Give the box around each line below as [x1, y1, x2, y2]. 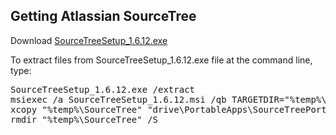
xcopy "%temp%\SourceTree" [10, 104, 143, 115]
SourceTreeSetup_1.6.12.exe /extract [10, 84, 196, 95]
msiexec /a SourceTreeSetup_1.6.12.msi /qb [10, 94, 227, 105]
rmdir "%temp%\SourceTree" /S [10, 114, 159, 125]
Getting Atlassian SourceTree [10, 8, 197, 25]
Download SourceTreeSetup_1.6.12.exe [10, 34, 168, 46]
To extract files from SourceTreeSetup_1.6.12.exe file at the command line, [10, 54, 313, 66]
